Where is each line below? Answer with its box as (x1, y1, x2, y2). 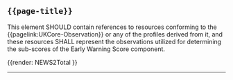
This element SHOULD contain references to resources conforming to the (7, 23, 217, 31)
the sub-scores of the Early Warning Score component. (7, 45, 165, 53)
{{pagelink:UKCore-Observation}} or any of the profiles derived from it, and (7, 30, 223, 38)
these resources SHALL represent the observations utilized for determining (7, 37, 222, 46)
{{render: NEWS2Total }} (7, 58, 78, 66)
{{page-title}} (7, 6, 73, 17)
